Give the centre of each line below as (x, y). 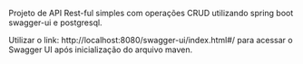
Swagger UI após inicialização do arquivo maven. (101, 50)
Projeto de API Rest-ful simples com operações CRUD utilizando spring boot (151, 13)
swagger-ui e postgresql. (55, 23)
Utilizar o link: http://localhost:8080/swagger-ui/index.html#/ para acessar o (151, 40)
